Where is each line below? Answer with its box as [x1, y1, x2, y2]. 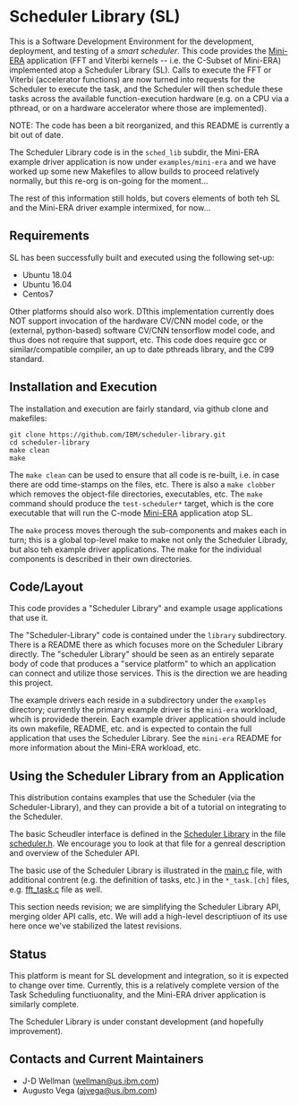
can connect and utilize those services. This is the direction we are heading [9, 668, 288, 678]
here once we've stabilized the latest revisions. [9, 920, 183, 931]
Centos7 [21, 289, 54, 299]
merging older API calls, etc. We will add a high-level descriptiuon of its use [9, 911, 288, 922]
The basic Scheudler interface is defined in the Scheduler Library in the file [9, 829, 286, 840]
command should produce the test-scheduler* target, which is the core [9, 497, 275, 508]
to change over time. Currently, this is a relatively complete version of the [9, 980, 279, 990]
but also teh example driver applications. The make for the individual [9, 544, 262, 555]
